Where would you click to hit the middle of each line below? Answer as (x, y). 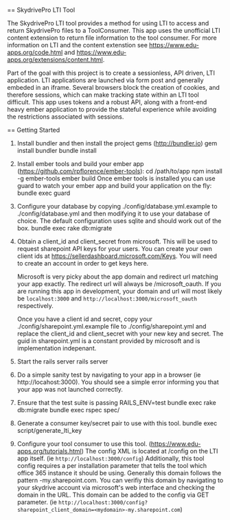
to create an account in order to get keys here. (83, 263)
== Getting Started (34, 130)
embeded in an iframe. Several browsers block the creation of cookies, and (113, 87)
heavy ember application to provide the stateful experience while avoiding (112, 109)
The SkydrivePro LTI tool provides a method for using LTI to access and (108, 23)
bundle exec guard (44, 193)
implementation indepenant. (57, 348)
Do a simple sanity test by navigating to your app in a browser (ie (109, 375)
